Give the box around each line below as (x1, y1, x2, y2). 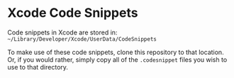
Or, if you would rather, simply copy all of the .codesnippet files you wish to (7, 55, 228, 64)
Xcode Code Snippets (7, 5, 138, 21)
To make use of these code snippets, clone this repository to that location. (7, 48, 225, 56)
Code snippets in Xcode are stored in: (7, 28, 118, 37)
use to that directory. (7, 63, 69, 71)
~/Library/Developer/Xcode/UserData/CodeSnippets (7, 35, 157, 43)
